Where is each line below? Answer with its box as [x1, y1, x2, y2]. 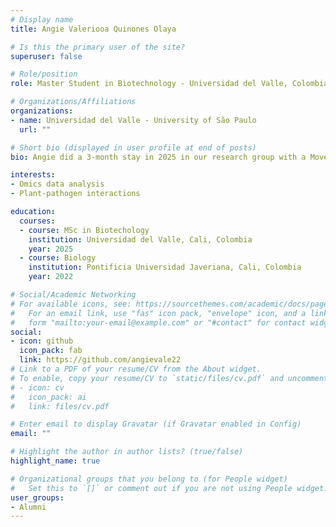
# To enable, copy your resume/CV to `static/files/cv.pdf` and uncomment [10, 373, 329, 383]
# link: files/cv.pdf [10, 401, 110, 411]
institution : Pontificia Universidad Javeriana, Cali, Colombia [28, 262, 302, 273]
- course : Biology [19, 253, 97, 263]
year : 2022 [28, 272, 74, 282]
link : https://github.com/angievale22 [19, 355, 182, 365]
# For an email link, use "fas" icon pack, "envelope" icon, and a [10, 308, 307, 318]
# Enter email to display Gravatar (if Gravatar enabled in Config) [10, 419, 302, 430]
